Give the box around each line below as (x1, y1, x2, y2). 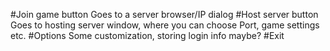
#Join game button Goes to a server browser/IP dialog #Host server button (10, 9, 319, 20)
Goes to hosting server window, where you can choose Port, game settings (10, 19, 320, 31)
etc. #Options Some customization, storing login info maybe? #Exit (10, 30, 285, 41)
